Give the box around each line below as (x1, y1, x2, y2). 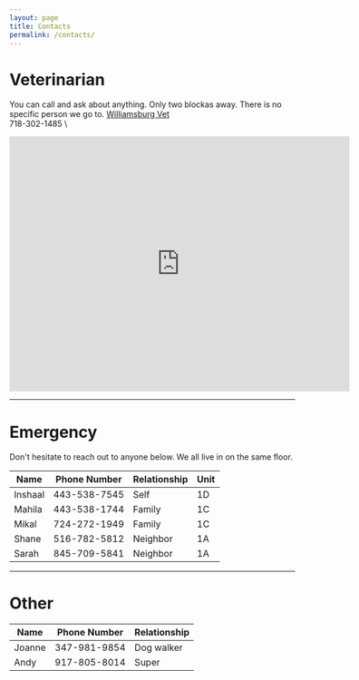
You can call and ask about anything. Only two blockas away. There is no (9, 99, 283, 110)
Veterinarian (9, 69, 106, 90)
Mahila (14, 503, 43, 516)
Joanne (14, 641, 47, 654)
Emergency (9, 422, 98, 442)
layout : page (9, 13, 59, 23)
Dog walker (134, 641, 183, 654)
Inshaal (14, 489, 45, 501)
